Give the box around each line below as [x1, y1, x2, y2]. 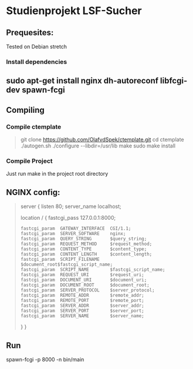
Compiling [6, 105, 45, 115]
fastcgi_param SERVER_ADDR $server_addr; [20, 303, 145, 309]
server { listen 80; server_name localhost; [20, 203, 121, 210]
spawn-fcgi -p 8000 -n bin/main [6, 355, 84, 363]
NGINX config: [6, 187, 60, 197]
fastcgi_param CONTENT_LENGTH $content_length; [20, 251, 153, 257]
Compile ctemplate [6, 122, 62, 130]
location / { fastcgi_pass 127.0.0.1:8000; [20, 214, 116, 222]
